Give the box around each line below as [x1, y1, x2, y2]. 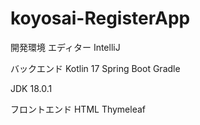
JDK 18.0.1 [10, 82, 53, 94]
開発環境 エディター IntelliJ [10, 41, 121, 53]
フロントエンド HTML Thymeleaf [10, 103, 147, 115]
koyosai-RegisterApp [10, 7, 191, 30]
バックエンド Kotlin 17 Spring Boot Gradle [10, 62, 181, 74]
